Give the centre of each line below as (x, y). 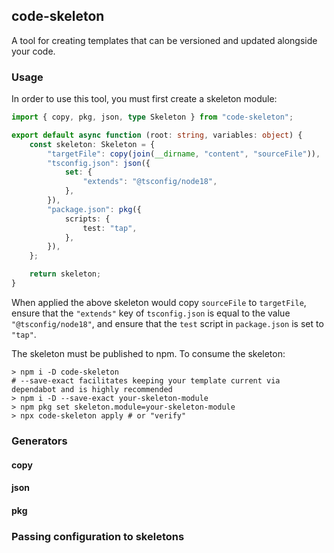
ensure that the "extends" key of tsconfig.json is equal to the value (151, 313)
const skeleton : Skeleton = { (92, 144)
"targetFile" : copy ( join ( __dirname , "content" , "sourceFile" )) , (184, 154)
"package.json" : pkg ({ (94, 209)
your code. (33, 51)
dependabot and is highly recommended (92, 389)
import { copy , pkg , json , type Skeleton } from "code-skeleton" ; (152, 117)
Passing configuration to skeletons (98, 536)
